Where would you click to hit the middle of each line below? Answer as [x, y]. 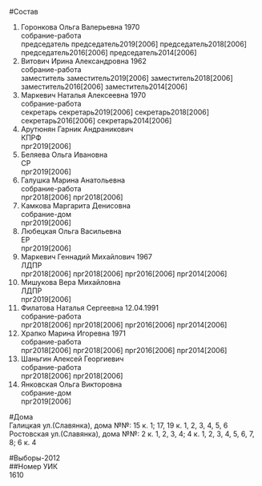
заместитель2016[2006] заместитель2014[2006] [104, 86]
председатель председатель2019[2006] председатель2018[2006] [134, 44]
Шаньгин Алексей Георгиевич [72, 359]
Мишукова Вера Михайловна [71, 282]
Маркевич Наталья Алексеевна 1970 [83, 95]
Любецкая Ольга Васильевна [71, 231]
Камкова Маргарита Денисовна [75, 206]
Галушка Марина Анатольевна [73, 180]
